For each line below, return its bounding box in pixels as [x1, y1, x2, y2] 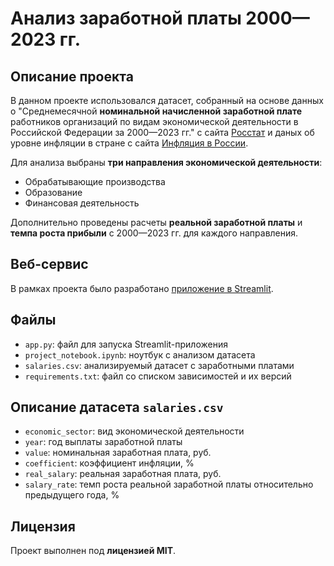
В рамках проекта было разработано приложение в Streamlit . [10, 282, 274, 294]
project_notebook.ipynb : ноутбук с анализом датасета [24, 348, 256, 361]
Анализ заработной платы [10, 7, 242, 30]
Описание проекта [10, 68, 134, 85]
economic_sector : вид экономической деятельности [24, 425, 245, 437]
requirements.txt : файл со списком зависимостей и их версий [24, 370, 292, 382]
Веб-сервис [10, 256, 89, 273]
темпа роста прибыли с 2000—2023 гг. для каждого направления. [10, 227, 299, 239]
